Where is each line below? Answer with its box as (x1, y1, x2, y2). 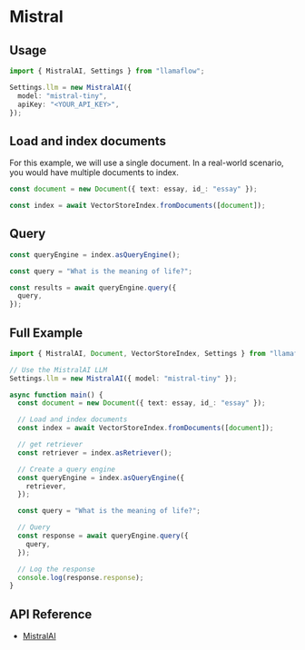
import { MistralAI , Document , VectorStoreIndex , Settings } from (9, 349, 266, 358)
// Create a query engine (17, 465, 116, 474)
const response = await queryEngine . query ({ (17, 531, 189, 541)
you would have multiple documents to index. (9, 167, 180, 178)
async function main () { (9, 390, 103, 399)
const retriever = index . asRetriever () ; (17, 448, 172, 458)
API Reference (9, 606, 93, 622)
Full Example (9, 325, 84, 340)
